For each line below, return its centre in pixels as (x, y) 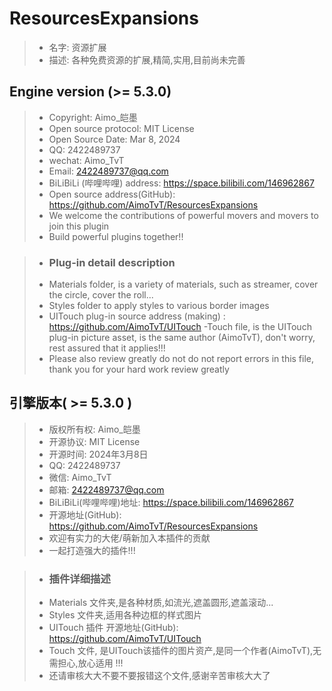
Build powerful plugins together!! (116, 236)
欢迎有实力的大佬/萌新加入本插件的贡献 (129, 538)
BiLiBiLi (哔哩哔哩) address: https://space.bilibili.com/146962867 (181, 183)
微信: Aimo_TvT (80, 477)
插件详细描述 (79, 579)
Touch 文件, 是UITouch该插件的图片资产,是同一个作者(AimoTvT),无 (185, 651)
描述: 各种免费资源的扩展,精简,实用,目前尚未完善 (147, 59)
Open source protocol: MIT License (121, 128)
